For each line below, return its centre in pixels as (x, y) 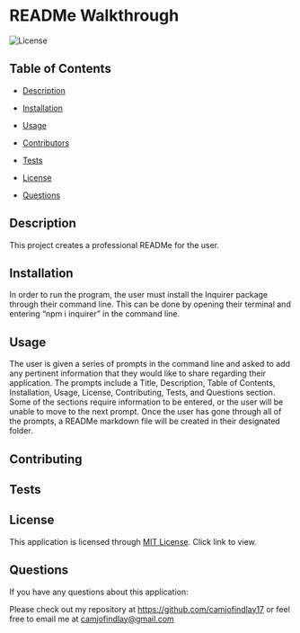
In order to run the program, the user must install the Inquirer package (139, 295)
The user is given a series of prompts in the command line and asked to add (150, 364)
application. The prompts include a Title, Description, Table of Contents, (142, 383)
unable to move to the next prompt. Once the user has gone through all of (146, 412)
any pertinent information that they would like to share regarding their (138, 373)
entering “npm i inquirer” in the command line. (95, 314)
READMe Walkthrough (94, 16)
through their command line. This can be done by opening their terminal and (150, 304)
